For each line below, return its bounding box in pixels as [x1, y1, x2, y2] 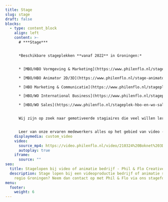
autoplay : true [18, 148, 50, 153]
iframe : [14, 153, 30, 158]
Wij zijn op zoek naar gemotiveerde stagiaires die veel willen [18, 116, 155, 121]
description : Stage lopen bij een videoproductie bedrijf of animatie [9, 171, 160, 176]
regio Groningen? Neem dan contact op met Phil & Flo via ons [14, 176, 146, 181]
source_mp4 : [18, 143, 43, 148]
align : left [14, 30, 39, 35]
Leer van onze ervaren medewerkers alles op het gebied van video [18, 129, 160, 134]
